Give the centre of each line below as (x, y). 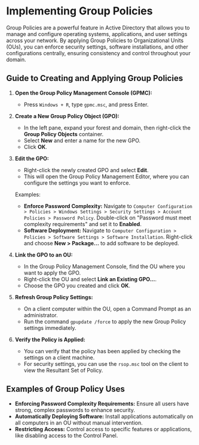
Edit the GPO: (32, 158)
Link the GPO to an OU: (44, 255)
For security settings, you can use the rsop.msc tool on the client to (106, 363)
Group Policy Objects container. (63, 134)
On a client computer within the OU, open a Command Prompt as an (107, 309)
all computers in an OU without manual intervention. (79, 423)
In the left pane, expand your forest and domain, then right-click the (107, 128)
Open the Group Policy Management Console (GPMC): (83, 93)
